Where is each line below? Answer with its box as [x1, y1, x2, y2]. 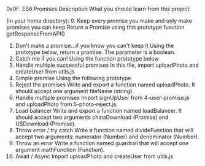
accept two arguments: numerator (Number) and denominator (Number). [15, 133, 199, 140]
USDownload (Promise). [15, 120, 77, 127]
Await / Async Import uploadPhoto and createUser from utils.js [15, 153, 174, 160]
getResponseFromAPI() [6, 30, 66, 37]
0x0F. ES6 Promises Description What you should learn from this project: [6, 6, 191, 12]
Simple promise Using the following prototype [15, 75, 131, 81]
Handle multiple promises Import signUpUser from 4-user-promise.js [15, 94, 190, 101]
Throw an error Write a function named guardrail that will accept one [15, 140, 189, 146]
